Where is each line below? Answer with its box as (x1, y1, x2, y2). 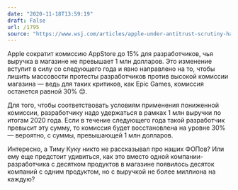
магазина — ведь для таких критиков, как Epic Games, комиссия (7, 79, 204, 89)
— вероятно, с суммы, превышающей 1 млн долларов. (7, 131, 174, 140)
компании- (170, 152, 204, 161)
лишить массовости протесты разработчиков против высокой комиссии (7, 72, 229, 81)
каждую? (7, 175, 35, 184)
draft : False (7, 17, 46, 24)
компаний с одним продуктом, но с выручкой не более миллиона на (7, 167, 216, 176)
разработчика (7, 160, 50, 169)
